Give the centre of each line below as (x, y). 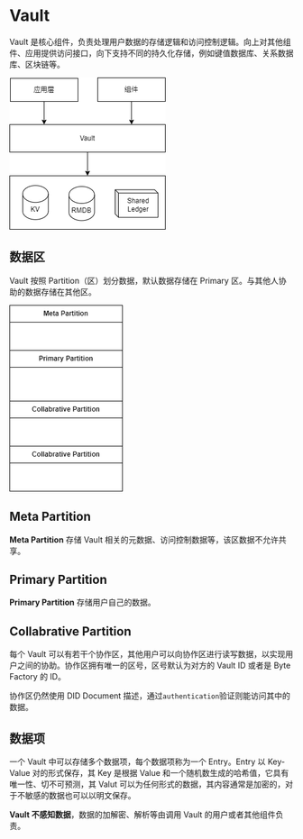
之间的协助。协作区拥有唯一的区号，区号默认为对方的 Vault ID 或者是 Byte (154, 666)
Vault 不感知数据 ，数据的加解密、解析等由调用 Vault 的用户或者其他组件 (143, 815)
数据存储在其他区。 (60, 292)
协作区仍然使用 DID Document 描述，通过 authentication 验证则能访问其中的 (150, 696)
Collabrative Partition (70, 631)
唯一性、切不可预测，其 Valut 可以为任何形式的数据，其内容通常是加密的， (147, 784)
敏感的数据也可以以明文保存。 (80, 795)
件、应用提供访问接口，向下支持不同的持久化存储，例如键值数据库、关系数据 (151, 53)
